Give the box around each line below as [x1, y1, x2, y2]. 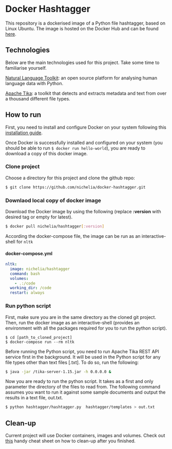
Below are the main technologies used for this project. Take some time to [5, 59, 160, 66]
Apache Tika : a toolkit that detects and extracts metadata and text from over [5, 90, 167, 96]
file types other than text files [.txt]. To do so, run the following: [5, 359, 139, 365]
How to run [5, 111, 42, 119]
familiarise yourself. [5, 65, 47, 71]
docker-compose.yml [5, 250, 53, 256]
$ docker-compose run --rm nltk [5, 339, 74, 344]
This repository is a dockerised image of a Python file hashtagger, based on [5, 20, 166, 26]
